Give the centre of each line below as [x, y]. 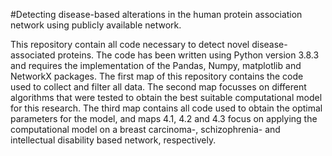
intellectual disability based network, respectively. [113, 140]
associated [33, 55]
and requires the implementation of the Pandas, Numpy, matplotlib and [156, 65]
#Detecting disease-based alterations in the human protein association [156, 14]
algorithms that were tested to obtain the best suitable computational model [166, 97]
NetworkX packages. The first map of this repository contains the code [157, 76]
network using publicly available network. [96, 25]
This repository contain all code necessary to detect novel [130, 44]
